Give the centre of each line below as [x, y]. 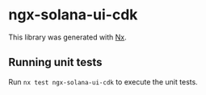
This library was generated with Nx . [67, 37]
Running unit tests [55, 62]
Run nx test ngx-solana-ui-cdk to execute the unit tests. [103, 81]
